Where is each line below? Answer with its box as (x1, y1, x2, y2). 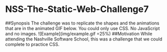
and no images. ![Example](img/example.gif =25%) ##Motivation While (5, 30, 152, 36)
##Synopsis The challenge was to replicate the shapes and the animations (5, 20, 159, 26)
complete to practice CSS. (5, 41, 60, 47)
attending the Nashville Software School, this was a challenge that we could (5, 36, 162, 42)
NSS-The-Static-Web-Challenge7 (5, 3, 149, 15)
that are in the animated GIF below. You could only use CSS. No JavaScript (5, 25, 160, 31)
